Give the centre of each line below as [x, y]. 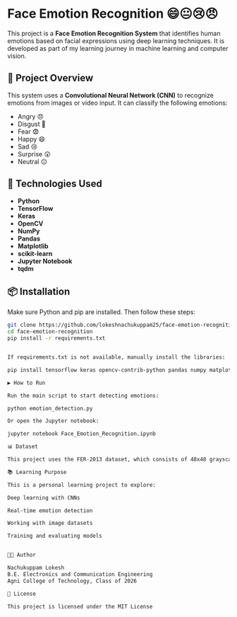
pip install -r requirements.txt [56, 338]
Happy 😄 [31, 139]
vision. [17, 56]
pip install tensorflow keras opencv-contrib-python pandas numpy [107, 370]
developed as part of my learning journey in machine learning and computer [118, 48]
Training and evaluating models [55, 536]
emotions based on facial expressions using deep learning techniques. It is [116, 40]
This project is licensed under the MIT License [80, 606]
